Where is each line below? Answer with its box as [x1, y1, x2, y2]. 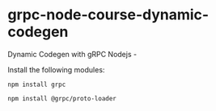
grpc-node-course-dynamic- [7, 6, 210, 24]
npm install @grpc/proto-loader [7, 94, 116, 102]
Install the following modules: [7, 64, 105, 74]
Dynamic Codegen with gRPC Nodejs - [7, 49, 138, 59]
